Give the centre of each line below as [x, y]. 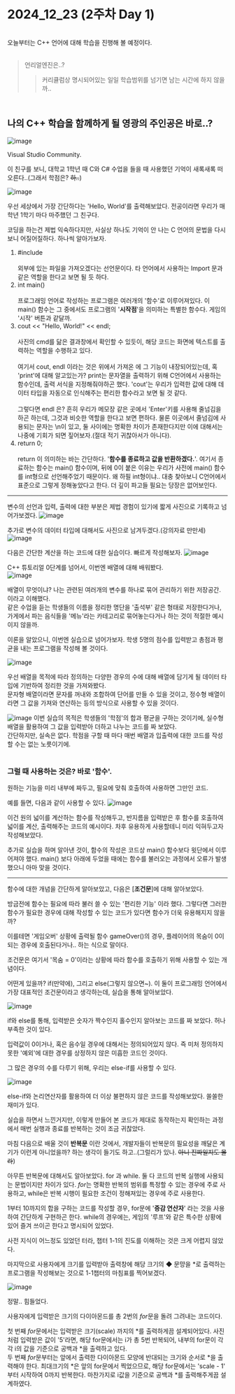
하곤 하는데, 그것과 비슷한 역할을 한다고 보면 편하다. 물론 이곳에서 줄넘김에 [118, 418]
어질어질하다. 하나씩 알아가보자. [63, 238]
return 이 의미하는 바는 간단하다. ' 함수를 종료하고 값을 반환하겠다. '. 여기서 [117, 458]
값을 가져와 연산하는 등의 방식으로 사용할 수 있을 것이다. [103, 703]
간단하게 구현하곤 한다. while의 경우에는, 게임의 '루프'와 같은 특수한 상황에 [121, 1217]
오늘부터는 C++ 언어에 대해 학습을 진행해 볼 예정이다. [80, 42]
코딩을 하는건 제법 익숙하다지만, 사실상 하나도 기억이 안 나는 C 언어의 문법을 [110, 230]
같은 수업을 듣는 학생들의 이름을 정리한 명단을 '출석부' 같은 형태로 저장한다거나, [114, 607]
